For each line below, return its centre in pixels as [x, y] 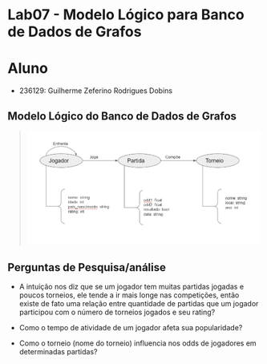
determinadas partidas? [58, 352]
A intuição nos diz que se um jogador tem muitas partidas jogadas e [131, 287]
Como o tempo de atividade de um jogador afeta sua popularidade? [131, 328]
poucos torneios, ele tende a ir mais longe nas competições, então [129, 295]
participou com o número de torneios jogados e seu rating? [117, 312]
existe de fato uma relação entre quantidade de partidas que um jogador [139, 303]
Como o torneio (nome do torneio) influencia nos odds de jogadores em [138, 343]
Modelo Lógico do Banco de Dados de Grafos [122, 116]
